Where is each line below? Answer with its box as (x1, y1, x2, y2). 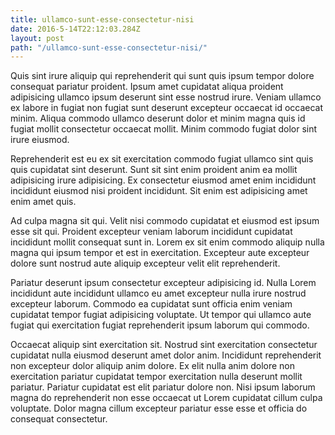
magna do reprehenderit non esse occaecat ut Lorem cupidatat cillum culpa (10, 392, 323, 404)
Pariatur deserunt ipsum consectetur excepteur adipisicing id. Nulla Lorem (10, 277, 317, 289)
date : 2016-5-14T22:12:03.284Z (10, 24, 141, 34)
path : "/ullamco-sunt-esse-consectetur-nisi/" (10, 42, 208, 53)
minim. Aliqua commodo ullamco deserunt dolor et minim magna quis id (10, 112, 306, 125)
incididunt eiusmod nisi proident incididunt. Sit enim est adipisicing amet (10, 185, 308, 197)
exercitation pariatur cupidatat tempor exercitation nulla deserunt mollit (10, 371, 303, 383)
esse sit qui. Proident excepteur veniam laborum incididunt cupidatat (10, 226, 293, 238)
